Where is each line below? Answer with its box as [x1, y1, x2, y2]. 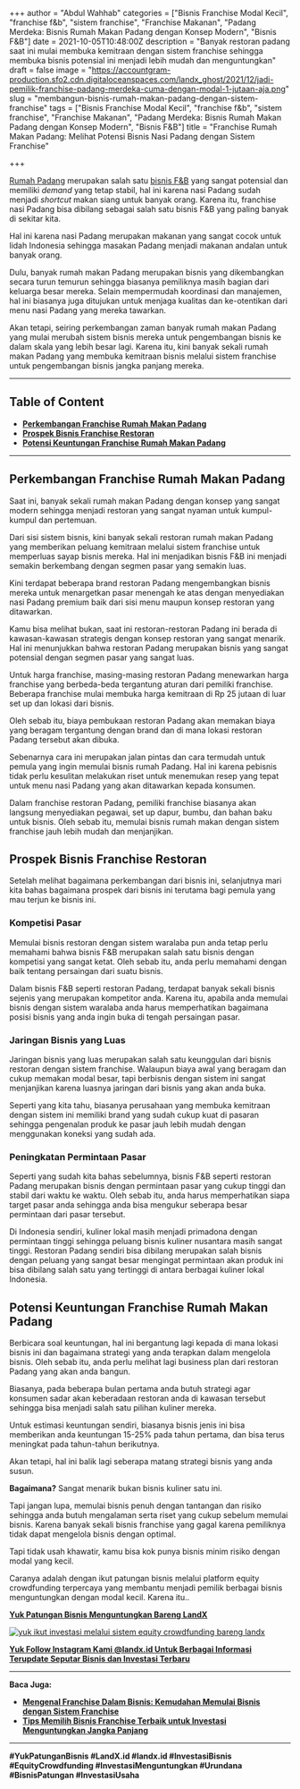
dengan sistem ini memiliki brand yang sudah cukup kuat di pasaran [9, 1109, 259, 1121]
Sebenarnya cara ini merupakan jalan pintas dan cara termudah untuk [9, 751, 266, 762]
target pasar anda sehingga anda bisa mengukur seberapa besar [9, 1200, 248, 1210]
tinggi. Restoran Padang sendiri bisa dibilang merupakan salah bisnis [9, 1245, 262, 1256]
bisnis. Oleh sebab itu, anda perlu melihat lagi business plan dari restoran [9, 1357, 279, 1368]
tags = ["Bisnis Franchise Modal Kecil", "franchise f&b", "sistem [49, 103, 283, 113]
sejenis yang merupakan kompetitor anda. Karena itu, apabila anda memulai [9, 992, 288, 1003]
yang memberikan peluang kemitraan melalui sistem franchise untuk [9, 541, 261, 552]
